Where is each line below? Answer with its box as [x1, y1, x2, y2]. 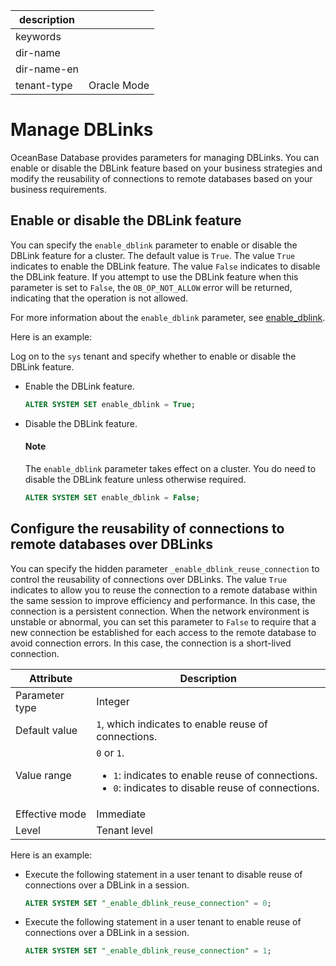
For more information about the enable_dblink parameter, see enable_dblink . [10, 311, 326, 323]
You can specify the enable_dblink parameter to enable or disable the [10, 239, 298, 251]
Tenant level [96, 823, 153, 837]
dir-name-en [15, 62, 80, 76]
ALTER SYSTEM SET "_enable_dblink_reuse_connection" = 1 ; [24, 946, 272, 956]
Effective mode [15, 807, 87, 821]
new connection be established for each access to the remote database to [10, 626, 317, 638]
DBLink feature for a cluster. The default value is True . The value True [10, 249, 296, 261]
